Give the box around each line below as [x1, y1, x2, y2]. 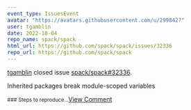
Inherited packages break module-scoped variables [7, 81, 156, 90]
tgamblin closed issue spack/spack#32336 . [7, 68, 133, 77]
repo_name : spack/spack [7, 36, 76, 43]
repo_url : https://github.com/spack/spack [7, 49, 132, 56]
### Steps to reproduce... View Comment [7, 95, 113, 103]
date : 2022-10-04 [7, 29, 58, 37]
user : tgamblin [7, 23, 51, 30]
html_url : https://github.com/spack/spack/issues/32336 [7, 42, 172, 49]
